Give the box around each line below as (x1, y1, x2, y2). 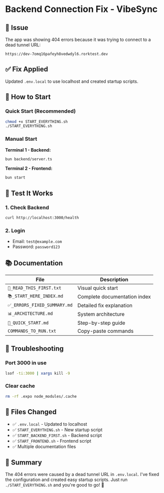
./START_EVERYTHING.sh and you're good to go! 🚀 (5, 482, 105, 488)
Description (100, 276, 129, 283)
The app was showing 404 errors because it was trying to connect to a (5, 36, 151, 42)
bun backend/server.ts (5, 156, 52, 162)
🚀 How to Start (5, 93, 51, 101)
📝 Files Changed (5, 408, 57, 416)
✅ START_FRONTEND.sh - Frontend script (12, 438, 91, 444)
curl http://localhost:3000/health (5, 215, 79, 220)
